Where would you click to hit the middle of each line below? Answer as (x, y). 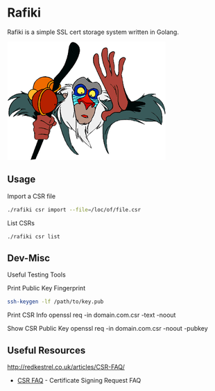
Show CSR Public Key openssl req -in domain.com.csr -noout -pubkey (108, 329)
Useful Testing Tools (36, 275)
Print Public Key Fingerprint (46, 288)
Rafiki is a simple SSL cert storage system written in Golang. (93, 32)
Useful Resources (46, 350)
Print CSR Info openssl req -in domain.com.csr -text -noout (92, 315)
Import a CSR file (32, 196)
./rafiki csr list (34, 236)
